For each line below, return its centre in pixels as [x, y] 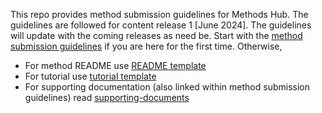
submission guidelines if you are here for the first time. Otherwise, [146, 46]
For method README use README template [115, 65]
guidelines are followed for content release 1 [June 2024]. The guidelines [161, 25]
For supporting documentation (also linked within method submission [167, 87]
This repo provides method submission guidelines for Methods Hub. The [159, 14]
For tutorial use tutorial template [90, 76]
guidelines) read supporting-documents [107, 97]
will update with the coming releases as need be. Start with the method [156, 35]
